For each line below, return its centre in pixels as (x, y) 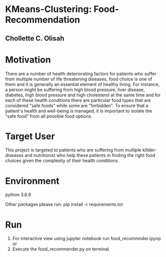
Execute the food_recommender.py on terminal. (61, 249)
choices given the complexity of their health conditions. (62, 160)
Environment (32, 181)
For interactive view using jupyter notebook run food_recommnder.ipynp (86, 238)
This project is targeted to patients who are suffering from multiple (73, 150)
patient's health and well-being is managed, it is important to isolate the (79, 110)
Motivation (28, 60)
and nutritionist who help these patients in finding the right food (90, 155)
